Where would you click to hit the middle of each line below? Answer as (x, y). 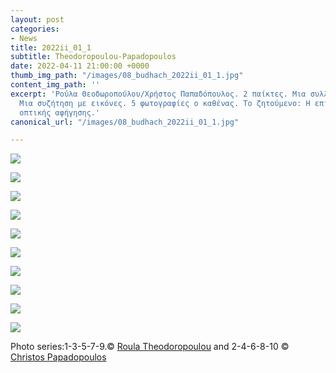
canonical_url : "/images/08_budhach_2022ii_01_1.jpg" (125, 122)
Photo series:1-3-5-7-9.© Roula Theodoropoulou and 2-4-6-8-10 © (150, 347)
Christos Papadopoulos (58, 357)
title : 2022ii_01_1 (51, 47)
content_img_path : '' (55, 85)
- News (24, 38)
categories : (35, 29)
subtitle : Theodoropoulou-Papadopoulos (93, 57)
